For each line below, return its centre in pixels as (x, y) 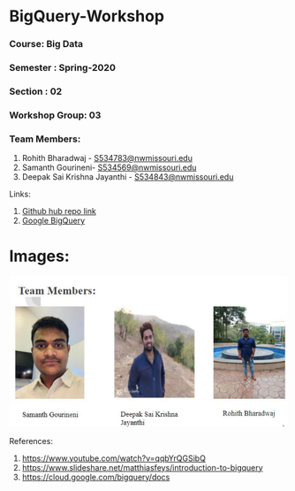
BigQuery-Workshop (87, 16)
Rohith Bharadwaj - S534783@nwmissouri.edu (107, 158)
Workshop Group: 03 (55, 115)
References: (31, 441)
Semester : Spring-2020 (63, 68)
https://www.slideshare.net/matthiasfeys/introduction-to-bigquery (142, 467)
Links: (20, 194)
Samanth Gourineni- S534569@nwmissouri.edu (109, 168)
